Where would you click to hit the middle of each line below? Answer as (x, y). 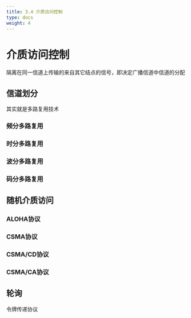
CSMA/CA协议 (28, 272)
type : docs (20, 17)
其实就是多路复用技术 (32, 109)
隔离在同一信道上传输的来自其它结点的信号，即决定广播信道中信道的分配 (95, 72)
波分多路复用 (25, 161)
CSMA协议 (22, 237)
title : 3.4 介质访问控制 (35, 12)
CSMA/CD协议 (28, 254)
